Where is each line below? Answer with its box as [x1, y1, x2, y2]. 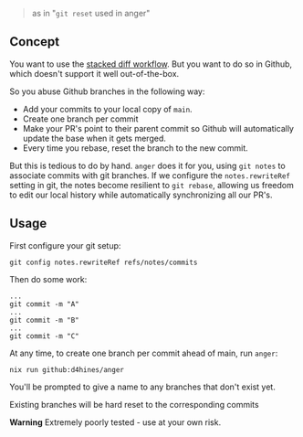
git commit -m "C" [9, 331, 79, 341]
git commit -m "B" [9, 315, 79, 325]
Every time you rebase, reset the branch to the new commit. [22, 142, 248, 154]
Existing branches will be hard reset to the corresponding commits [9, 399, 259, 410]
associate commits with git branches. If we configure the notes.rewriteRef [9, 169, 290, 181]
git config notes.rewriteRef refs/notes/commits [9, 258, 198, 267]
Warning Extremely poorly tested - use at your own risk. [9, 416, 222, 428]
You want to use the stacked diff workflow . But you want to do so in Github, [9, 59, 293, 69]
